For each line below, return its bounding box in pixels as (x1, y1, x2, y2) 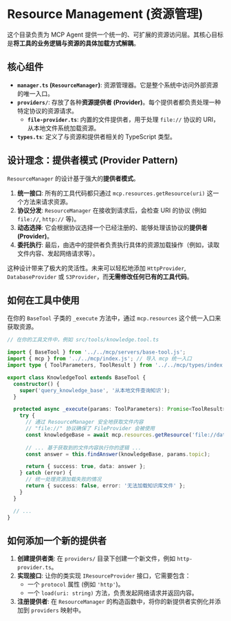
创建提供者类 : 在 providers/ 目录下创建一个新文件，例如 (16, 554, 176, 562)
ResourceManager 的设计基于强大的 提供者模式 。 (7, 174, 140, 183)
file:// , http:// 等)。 (16, 214, 80, 223)
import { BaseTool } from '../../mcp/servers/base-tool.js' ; (7, 349, 186, 356)
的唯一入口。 (16, 89, 54, 97)
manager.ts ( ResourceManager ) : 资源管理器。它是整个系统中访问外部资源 (16, 81, 219, 89)
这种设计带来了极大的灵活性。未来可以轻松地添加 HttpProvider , (7, 263, 186, 272)
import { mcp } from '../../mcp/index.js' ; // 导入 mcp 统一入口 (7, 356, 192, 363)
